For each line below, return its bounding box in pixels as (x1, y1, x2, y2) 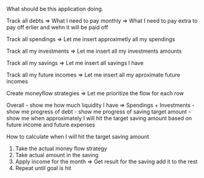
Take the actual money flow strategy (15, 145, 107, 152)
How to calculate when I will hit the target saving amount (6, 133, 149, 140)
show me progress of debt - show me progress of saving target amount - (6, 108, 191, 115)
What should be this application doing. (6, 6, 104, 12)
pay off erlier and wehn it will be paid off (6, 24, 108, 31)
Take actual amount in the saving (15, 152, 99, 158)
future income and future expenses (6, 121, 96, 128)
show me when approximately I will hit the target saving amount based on (6, 115, 192, 122)
